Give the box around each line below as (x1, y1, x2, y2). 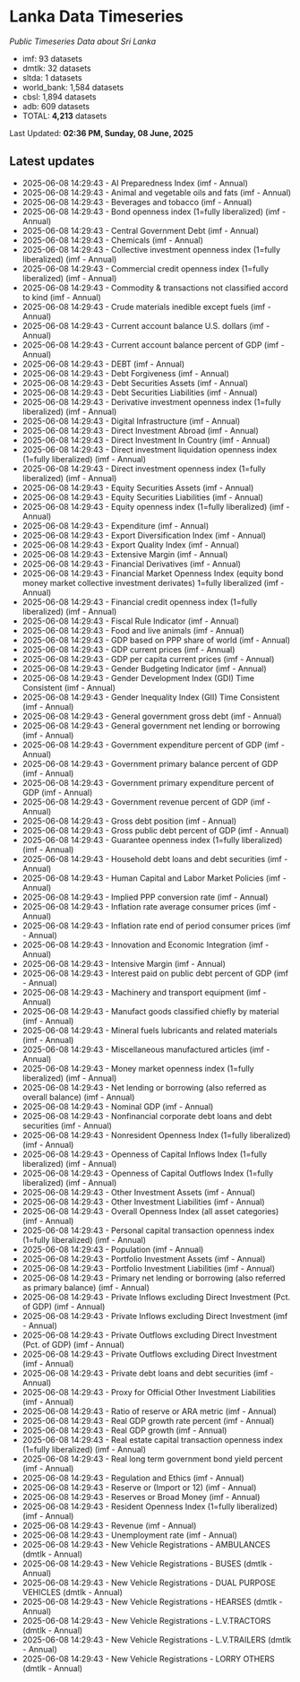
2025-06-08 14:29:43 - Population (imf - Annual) (21, 1244, 204, 1255)
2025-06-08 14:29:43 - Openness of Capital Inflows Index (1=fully (21, 1149, 267, 1160)
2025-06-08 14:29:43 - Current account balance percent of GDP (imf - (21, 339, 285, 350)
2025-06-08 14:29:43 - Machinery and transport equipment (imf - (21, 987, 267, 997)
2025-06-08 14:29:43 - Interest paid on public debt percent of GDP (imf (21, 968, 289, 979)
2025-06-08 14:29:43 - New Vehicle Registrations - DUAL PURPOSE (21, 1577, 276, 1588)
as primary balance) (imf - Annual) (21, 1281, 150, 1292)
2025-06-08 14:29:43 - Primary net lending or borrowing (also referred (21, 1272, 286, 1283)
